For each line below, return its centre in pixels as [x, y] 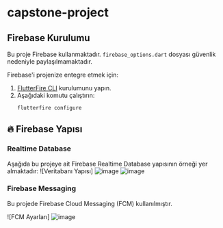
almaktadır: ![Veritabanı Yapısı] [50, 171]
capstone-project [58, 13]
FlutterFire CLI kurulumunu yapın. [64, 88]
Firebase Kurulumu [49, 38]
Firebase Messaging [42, 188]
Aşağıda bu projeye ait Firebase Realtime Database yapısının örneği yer [107, 164]
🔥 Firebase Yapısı [45, 129]
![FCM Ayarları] [28, 216]
